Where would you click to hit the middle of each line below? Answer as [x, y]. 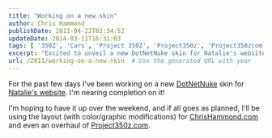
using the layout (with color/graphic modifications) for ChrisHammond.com [134, 116]
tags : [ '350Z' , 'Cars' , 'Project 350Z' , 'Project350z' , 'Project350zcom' [137, 46]
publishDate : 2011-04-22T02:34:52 [67, 31]
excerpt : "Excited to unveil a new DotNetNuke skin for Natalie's [123, 53]
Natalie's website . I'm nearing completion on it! [87, 92]
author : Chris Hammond [47, 23]
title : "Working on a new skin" [63, 16]
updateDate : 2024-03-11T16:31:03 [65, 38]
